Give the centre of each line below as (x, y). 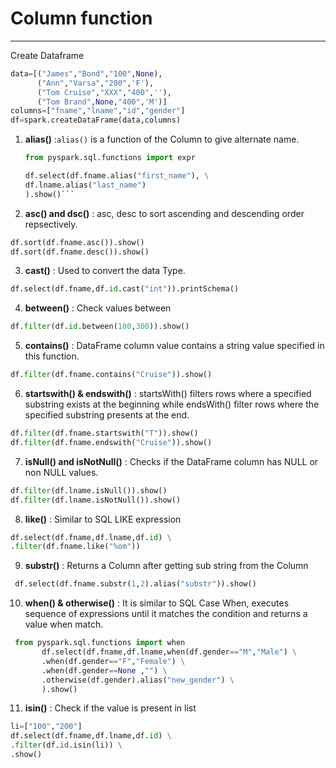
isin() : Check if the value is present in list (110, 708)
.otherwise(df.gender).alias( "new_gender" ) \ (138, 680)
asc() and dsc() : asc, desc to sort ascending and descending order (164, 213)
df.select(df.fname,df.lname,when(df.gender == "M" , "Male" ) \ (169, 652)
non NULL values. (61, 472)
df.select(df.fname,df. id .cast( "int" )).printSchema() (125, 289)
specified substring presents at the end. (107, 415)
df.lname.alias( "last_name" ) (85, 185)
